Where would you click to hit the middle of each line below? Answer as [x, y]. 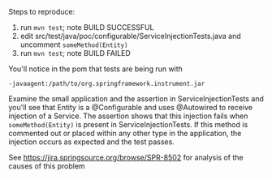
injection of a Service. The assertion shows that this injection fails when [128, 116]
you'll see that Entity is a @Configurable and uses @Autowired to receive [131, 107]
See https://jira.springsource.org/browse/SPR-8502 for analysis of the [126, 158]
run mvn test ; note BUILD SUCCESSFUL [87, 27]
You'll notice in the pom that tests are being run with [95, 69]
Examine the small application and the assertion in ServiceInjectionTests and [136, 99]
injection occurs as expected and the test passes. [91, 142]
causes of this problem [47, 166]
